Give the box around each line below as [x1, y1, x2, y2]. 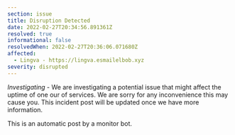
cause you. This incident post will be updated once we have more [7, 97, 200, 107]
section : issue [7, 10, 53, 18]
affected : [7, 50, 37, 58]
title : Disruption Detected [7, 17, 91, 24]
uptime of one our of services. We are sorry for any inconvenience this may [7, 90, 229, 99]
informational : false [7, 37, 72, 44]
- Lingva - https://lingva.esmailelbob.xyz [13, 57, 144, 64]
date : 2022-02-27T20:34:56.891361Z [7, 23, 113, 31]
